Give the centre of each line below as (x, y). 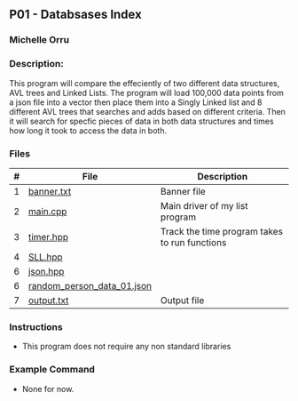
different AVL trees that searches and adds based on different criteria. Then (148, 111)
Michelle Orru (39, 40)
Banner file (183, 191)
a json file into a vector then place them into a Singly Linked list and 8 (136, 102)
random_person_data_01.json (90, 285)
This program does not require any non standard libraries (126, 347)
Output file (182, 300)
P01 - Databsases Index (75, 15)
